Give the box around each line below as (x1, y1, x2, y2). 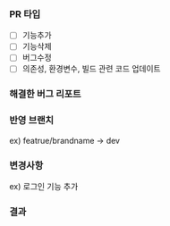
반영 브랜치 (9, 114, 55, 127)
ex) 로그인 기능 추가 (9, 181, 79, 192)
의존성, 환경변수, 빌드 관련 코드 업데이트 (21, 63, 161, 74)
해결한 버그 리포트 (9, 88, 82, 100)
